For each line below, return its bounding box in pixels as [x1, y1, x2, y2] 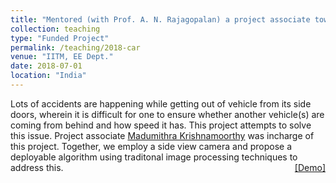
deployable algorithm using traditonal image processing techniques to [10, 151, 298, 163]
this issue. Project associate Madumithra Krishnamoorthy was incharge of [10, 129, 315, 141]
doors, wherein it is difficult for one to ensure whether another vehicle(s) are [10, 108, 325, 120]
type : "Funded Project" [10, 33, 110, 43]
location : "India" [10, 71, 87, 81]
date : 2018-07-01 [10, 61, 83, 71]
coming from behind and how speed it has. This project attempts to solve [10, 119, 312, 131]
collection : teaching [10, 24, 101, 34]
